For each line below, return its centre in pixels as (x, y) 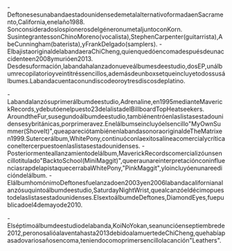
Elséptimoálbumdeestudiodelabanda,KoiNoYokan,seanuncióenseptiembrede (116, 226)
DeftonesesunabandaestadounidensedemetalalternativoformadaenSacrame (115, 15)
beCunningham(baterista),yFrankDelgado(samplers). (82, 44)
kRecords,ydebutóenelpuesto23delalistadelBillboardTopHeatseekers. (106, 109)
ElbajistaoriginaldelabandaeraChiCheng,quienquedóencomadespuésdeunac (116, 51)
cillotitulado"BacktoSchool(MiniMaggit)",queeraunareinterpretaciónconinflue (116, 161)
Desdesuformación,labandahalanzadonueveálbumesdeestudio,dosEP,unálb (115, 66)
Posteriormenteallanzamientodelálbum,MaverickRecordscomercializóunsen (115, 153)
